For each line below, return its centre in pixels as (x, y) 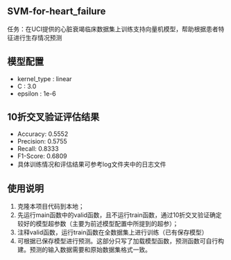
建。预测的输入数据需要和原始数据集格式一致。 (84, 250)
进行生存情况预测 (37, 37)
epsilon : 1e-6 (37, 94)
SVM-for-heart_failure (57, 11)
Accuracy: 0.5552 (43, 134)
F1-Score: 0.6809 (42, 156)
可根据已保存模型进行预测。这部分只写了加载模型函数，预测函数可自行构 (120, 241)
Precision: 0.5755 (42, 141)
